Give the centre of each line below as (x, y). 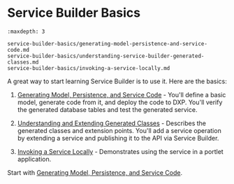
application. (34, 159)
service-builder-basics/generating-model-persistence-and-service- (108, 43)
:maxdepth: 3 (26, 31)
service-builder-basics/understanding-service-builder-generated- (106, 56)
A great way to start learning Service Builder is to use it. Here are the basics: (117, 81)
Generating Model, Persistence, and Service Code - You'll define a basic (122, 94)
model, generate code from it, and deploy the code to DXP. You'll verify (120, 102)
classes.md (23, 62)
